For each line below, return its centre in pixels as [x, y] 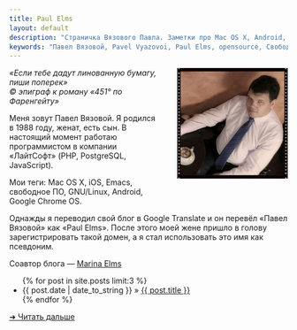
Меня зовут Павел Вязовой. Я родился [83, 119]
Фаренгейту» [34, 101]
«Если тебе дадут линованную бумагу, [83, 73]
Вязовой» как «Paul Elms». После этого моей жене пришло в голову [138, 228]
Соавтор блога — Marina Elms [65, 264]
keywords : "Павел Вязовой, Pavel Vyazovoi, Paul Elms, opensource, [136, 47]
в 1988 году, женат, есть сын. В [68, 127]
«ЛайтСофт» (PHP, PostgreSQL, [68, 156]
